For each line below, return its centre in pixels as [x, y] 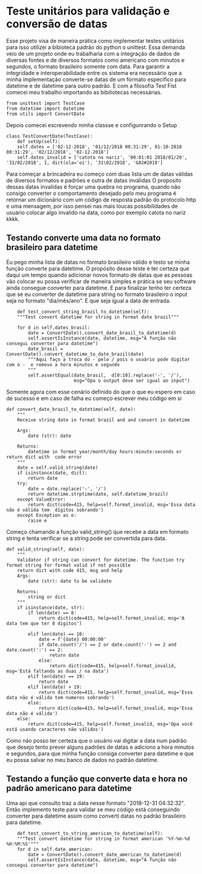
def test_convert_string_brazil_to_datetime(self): [83, 312]
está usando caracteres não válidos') [55, 729]
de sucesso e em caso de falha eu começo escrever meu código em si [94, 398]
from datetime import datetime [46, 108]
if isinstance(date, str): [51, 607]
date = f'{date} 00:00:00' [72, 639]
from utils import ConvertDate [46, 114]
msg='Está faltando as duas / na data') [58, 671]
